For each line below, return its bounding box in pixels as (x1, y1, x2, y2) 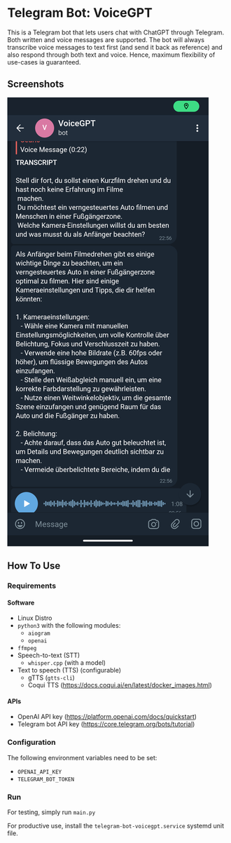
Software (7, 598, 35, 607)
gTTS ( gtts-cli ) (27, 673, 75, 682)
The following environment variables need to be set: (7, 753, 157, 762)
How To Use (7, 560, 61, 572)
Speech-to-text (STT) (17, 651, 80, 660)
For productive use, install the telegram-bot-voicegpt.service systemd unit (7, 822, 224, 830)
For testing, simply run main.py (7, 808, 96, 816)
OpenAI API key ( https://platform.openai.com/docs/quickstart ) (17, 713, 197, 721)
